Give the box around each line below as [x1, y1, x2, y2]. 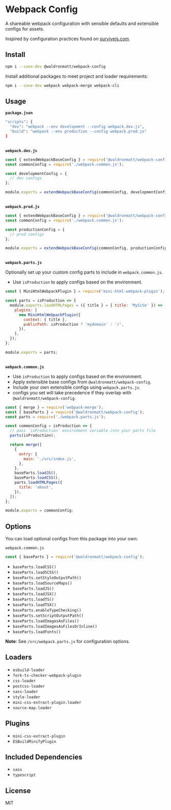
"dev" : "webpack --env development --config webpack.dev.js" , [10, 124, 145, 129]
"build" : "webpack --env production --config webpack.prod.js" [10, 129, 147, 134]
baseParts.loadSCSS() [12, 570, 59, 575]
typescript [12, 772, 36, 778]
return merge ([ [10, 442, 42, 447]
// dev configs [10, 176, 42, 181]
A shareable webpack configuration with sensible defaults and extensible [5, 20, 159, 26]
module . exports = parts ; [5, 350, 58, 355]
